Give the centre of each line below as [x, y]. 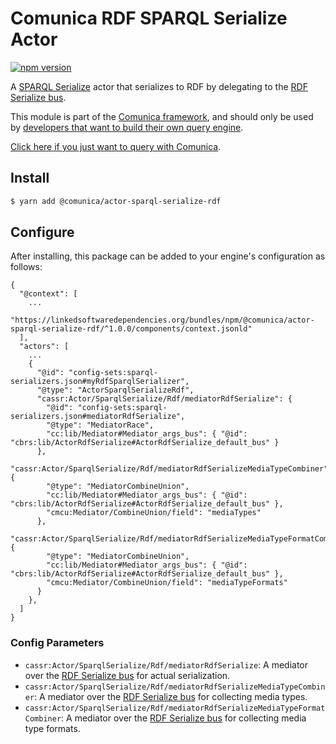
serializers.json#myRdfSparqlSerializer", [100, 382]
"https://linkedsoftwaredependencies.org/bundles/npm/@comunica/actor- [162, 320]
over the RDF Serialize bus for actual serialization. [127, 675]
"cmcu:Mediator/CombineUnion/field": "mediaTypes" [154, 513]
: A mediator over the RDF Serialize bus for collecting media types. [171, 696]
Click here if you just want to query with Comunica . [116, 146]
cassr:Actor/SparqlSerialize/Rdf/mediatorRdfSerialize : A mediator [166, 664]
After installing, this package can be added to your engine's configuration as [168, 256]
